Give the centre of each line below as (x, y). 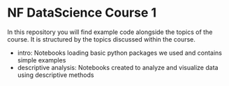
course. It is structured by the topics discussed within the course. (101, 39)
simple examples (42, 60)
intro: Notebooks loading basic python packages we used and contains (119, 53)
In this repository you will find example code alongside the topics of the (110, 32)
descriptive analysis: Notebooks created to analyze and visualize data (118, 67)
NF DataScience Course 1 (82, 13)
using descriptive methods (56, 75)
